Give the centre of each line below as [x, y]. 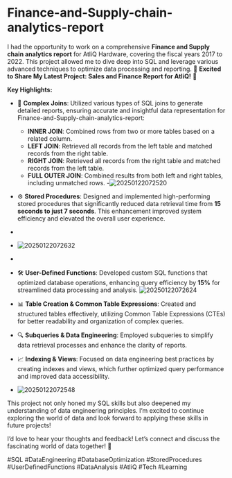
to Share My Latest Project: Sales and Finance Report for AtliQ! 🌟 [102, 76]
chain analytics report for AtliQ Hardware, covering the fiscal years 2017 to [115, 54]
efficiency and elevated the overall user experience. [91, 218]
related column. [50, 138]
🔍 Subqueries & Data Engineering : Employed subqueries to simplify [115, 335]
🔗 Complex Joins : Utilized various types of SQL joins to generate [110, 103]
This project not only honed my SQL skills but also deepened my [99, 403]
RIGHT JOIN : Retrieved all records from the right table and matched [124, 160]
